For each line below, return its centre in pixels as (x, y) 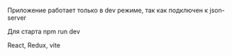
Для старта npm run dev (44, 32)
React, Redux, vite (34, 45)
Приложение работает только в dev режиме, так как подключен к (108, 10)
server (17, 18)
